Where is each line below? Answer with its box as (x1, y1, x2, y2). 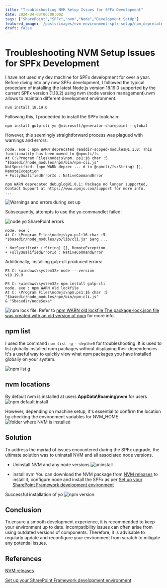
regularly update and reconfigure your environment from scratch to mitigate (5, 535, 161, 541)
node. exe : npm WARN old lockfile (5, 286, 79, 291)
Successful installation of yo (5, 491, 63, 497)
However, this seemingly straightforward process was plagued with (5, 132, 143, 138)
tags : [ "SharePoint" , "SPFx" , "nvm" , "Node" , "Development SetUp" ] (5, 16, 139, 21)
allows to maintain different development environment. (5, 96, 117, 101)
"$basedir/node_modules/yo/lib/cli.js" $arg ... (5, 237, 108, 242)
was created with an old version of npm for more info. (5, 313, 115, 319)
